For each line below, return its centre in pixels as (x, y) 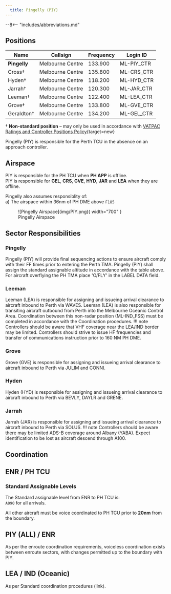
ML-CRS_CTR (136, 72)
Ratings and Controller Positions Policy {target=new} (60, 132)
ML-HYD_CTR (137, 80)
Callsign (61, 55)
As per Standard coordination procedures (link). (56, 586)
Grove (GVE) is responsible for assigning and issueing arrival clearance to (83, 362)
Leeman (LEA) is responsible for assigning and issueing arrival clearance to (85, 300)
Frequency (101, 55)
